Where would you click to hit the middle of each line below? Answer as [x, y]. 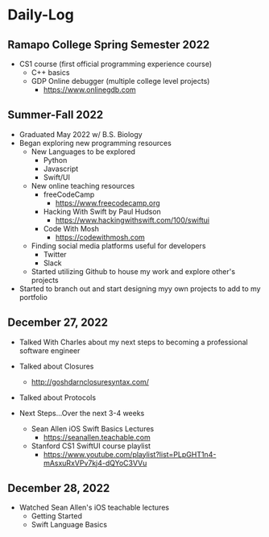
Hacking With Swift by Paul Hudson [102, 211]
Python [55, 160]
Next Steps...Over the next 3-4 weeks [82, 413]
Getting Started [56, 516]
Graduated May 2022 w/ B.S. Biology [81, 134]
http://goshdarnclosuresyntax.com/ [90, 381]
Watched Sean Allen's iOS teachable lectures [94, 508]
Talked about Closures [56, 366]
